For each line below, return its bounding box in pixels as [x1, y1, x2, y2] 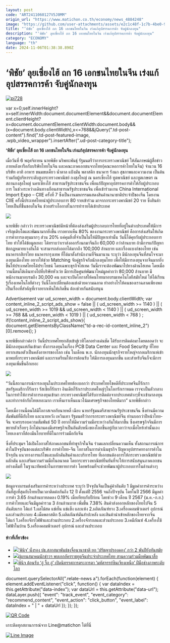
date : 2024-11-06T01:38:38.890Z [6, 45, 74, 50]
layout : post [6, 7, 33, 13]
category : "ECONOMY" [6, 36, 49, 41]
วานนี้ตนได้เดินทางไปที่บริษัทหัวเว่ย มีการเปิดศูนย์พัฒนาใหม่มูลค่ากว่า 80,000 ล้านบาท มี [6, 268, 152, 274]
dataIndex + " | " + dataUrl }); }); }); [6, 602, 79, 609]
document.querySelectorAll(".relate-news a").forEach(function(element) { [6, 575, 158, 581]
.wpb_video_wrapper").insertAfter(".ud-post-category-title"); [6, 137, 132, 144]
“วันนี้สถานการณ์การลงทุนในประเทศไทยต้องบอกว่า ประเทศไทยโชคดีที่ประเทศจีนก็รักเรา [6, 380, 150, 386]
